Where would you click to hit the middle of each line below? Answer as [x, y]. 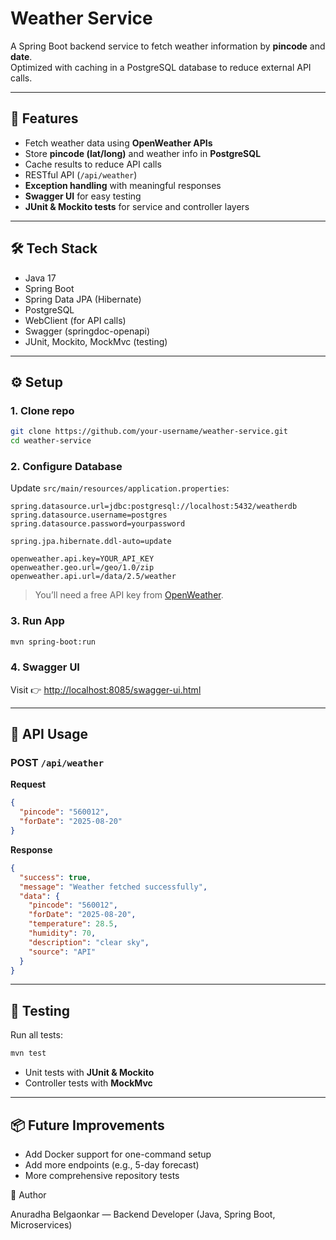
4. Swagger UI [45, 667]
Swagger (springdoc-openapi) [87, 331]
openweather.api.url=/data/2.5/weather [93, 577]
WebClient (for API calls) [75, 320]
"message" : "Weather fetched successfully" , [113, 887]
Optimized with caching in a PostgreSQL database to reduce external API [161, 67]
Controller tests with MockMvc [88, 1083]
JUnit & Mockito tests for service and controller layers [137, 206]
